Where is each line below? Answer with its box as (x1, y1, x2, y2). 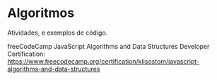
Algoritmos (7, 5, 75, 21)
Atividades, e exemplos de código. (7, 28, 108, 37)
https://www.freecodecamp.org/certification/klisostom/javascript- (7, 57, 200, 65)
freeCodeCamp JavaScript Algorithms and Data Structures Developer (7, 42, 210, 50)
